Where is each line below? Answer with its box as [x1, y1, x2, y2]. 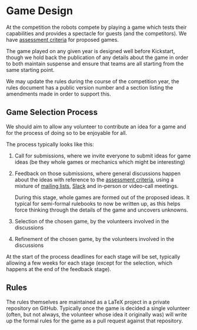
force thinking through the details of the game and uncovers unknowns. [14, 206, 188, 213]
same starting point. [6, 66, 55, 73]
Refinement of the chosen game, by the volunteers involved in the [14, 235, 175, 242]
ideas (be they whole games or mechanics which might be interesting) [14, 158, 185, 166]
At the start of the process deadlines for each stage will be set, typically [6, 253, 181, 260]
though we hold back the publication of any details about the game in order [6, 54, 189, 61]
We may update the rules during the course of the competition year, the [6, 78, 179, 85]
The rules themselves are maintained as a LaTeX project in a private [6, 298, 170, 305]
